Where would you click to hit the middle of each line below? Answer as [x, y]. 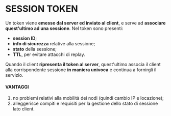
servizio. [14, 75]
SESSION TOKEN [42, 9]
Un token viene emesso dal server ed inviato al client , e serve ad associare [86, 23]
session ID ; [25, 38]
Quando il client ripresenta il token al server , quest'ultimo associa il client [83, 64]
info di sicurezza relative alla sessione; [54, 43]
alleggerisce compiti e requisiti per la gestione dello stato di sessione [85, 104]
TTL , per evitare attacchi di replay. [49, 54]
